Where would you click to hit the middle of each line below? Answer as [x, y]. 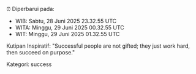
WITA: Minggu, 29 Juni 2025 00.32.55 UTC [70, 28]
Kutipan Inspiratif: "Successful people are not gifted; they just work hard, [98, 46]
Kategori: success [29, 64]
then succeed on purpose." [41, 52]
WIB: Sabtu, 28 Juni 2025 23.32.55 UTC [66, 21]
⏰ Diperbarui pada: [31, 9]
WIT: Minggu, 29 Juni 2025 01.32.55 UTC [67, 34]
